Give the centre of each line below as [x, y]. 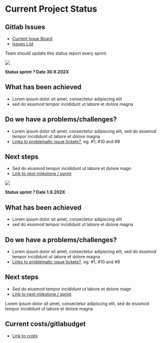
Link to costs [25, 336]
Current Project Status [51, 9]
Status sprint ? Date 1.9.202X [35, 192]
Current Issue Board [32, 38]
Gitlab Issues [25, 27]
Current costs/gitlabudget [45, 324]
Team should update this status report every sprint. [56, 53]
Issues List [23, 44]
